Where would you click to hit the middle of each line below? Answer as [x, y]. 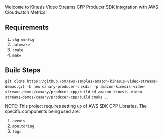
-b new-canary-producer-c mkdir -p [62, 87]
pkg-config [23, 40]
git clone [15, 81]
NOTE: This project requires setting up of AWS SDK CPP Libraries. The [76, 106]
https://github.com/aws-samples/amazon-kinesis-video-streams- [92, 81]
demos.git [15, 87]
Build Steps [23, 70]
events [19, 121]
